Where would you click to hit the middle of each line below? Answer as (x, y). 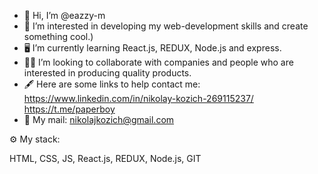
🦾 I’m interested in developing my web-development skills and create (166, 26)
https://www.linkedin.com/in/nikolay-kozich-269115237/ (138, 98)
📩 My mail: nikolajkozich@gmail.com (99, 119)
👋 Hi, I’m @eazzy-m (64, 15)
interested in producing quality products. (107, 73)
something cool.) (58, 36)
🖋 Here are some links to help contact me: (112, 84)
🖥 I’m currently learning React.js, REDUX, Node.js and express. (152, 48)
